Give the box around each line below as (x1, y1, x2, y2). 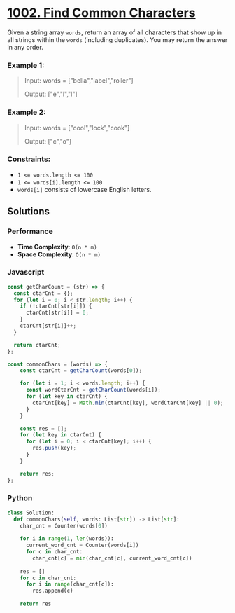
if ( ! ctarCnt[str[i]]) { (20, 303, 92, 310)
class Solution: (7, 509, 55, 516)
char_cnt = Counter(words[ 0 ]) (20, 522, 108, 530)
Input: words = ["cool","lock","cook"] (24, 123, 130, 132)
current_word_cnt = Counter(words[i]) (25, 542, 139, 549)
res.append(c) (32, 587, 73, 595)
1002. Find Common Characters (7, 5, 196, 21)
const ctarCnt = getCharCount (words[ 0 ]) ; (20, 367, 142, 374)
